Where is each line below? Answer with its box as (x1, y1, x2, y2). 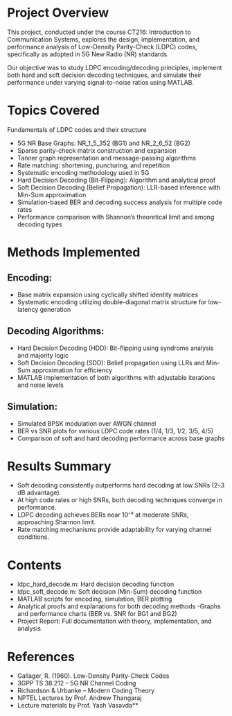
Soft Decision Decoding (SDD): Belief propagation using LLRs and (17, 358, 205, 367)
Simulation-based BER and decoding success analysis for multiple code (17, 198, 223, 206)
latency (17, 305, 39, 313)
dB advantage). (17, 488, 62, 497)
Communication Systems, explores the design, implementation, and (7, 35, 200, 43)
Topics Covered (7, 103, 100, 119)
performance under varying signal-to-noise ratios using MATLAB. (7, 78, 194, 86)
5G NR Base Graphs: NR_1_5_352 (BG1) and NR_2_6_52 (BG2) (17, 139, 190, 147)
